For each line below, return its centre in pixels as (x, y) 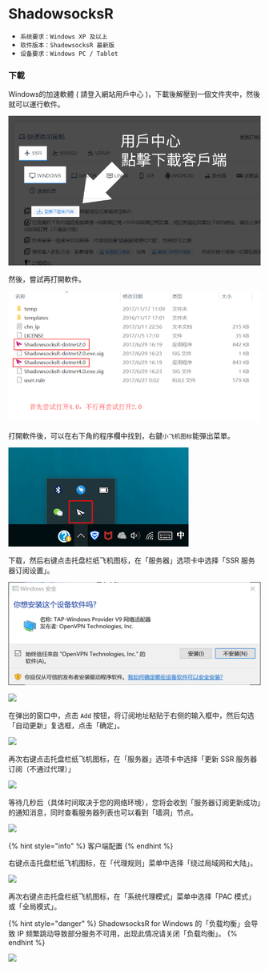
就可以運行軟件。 (36, 104)
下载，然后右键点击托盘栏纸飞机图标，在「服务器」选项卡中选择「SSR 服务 (132, 560)
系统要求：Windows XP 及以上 (64, 37)
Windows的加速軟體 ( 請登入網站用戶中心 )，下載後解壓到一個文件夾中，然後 (134, 94)
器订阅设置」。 (31, 570)
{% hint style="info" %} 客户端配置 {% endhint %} (91, 846)
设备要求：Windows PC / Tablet (69, 54)
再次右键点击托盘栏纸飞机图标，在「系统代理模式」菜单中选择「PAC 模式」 (132, 896)
